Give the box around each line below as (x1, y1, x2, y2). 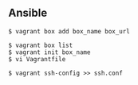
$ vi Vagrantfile (8, 55, 66, 63)
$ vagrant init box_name (8, 48, 91, 56)
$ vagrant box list (8, 41, 73, 49)
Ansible (8, 6, 48, 20)
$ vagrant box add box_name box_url (8, 27, 130, 35)
